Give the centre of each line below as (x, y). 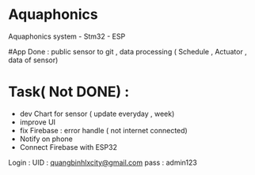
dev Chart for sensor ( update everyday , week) (97, 114)
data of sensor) (33, 60)
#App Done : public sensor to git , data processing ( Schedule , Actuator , (127, 51)
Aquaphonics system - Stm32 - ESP (67, 36)
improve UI (38, 122)
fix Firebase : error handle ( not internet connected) (103, 130)
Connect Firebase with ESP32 (68, 147)
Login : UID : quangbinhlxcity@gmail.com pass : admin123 (103, 162)
